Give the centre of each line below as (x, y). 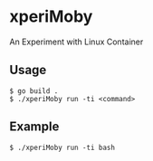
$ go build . (34, 91)
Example (34, 127)
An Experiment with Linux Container (76, 42)
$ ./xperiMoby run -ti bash (62, 147)
